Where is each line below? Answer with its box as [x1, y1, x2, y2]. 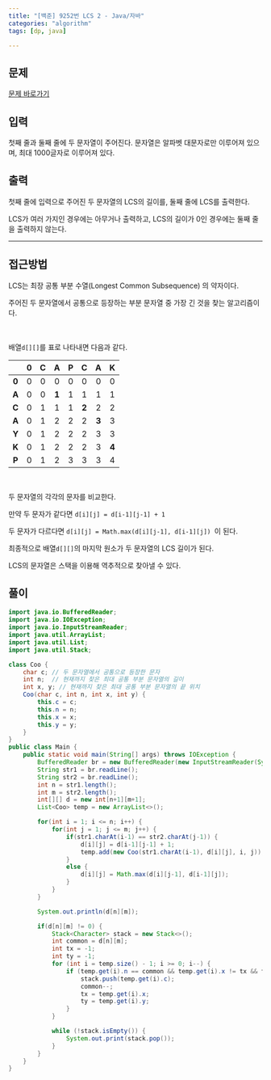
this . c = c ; [37, 698, 78, 707]
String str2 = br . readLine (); [37, 773, 139, 781]
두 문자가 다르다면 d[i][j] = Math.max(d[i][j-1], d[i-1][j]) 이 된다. [8, 526, 238, 536]
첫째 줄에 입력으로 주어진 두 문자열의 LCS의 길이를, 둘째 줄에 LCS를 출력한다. [8, 196, 250, 206]
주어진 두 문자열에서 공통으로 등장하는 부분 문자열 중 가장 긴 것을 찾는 [8, 297, 226, 307]
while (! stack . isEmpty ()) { [51, 1027, 147, 1036]
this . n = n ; [37, 705, 78, 714]
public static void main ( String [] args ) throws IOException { [23, 751, 236, 759]
